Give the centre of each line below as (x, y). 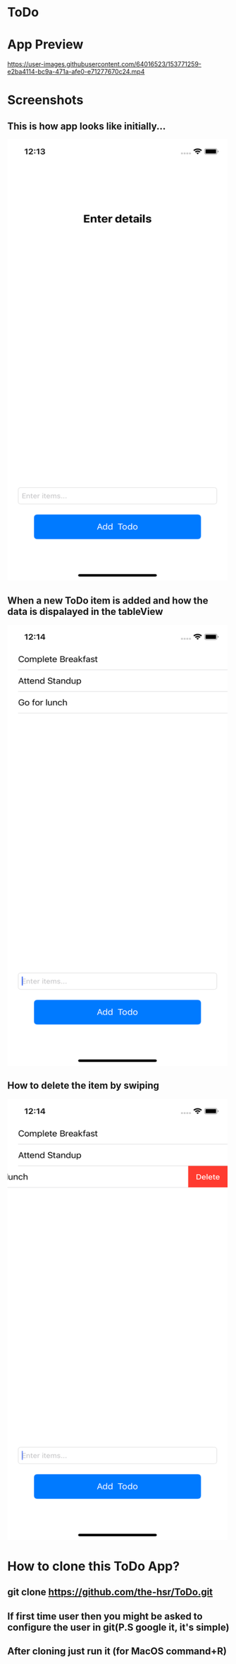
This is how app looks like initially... (87, 126)
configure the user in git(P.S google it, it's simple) (118, 1627)
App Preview (45, 45)
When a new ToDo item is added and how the (108, 600)
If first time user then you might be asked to (105, 1616)
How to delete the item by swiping (83, 1085)
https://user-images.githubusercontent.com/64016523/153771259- (105, 64)
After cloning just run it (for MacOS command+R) (117, 1652)
